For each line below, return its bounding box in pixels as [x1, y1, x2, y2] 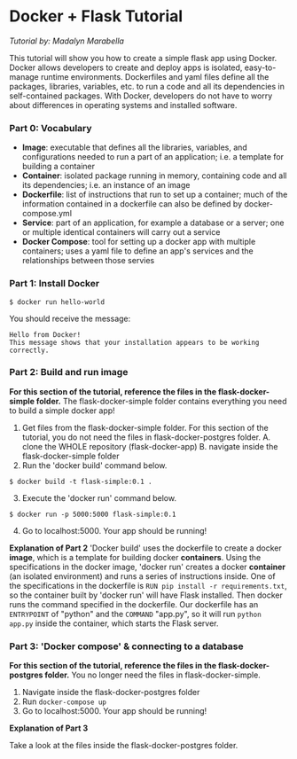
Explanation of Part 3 [9, 723, 89, 733]
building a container [21, 161, 96, 172]
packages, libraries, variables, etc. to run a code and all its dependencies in [9, 81, 285, 91]
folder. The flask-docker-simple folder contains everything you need [35, 395, 287, 406]
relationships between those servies [21, 255, 155, 266]
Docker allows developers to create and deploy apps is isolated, [9, 62, 243, 73]
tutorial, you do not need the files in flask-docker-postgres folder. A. [21, 432, 271, 442]
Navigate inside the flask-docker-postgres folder [21, 687, 200, 698]
